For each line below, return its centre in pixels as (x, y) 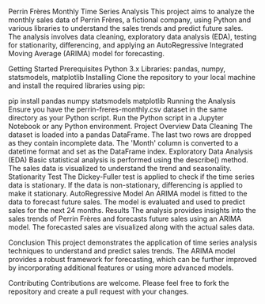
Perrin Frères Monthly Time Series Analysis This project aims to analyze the (131, 11)
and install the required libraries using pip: (77, 85)
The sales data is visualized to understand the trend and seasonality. (120, 168)
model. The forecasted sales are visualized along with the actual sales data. (131, 227)
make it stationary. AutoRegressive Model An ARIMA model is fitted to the (128, 194)
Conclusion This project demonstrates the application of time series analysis (133, 242)
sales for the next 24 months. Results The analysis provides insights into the (132, 210)
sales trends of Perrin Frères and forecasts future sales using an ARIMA (125, 218)
